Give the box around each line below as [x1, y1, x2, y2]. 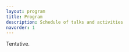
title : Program [6, 14, 43, 20]
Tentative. [6, 40, 30, 47]
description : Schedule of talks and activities [6, 19, 124, 25]
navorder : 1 [6, 24, 35, 31]
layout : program [6, 8, 45, 14]
